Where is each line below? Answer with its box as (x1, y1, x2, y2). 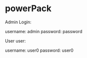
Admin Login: (5, 19, 31, 25)
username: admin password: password (5, 28, 83, 34)
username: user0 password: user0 (5, 47, 74, 53)
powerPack (5, 3, 52, 14)
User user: (5, 38, 26, 44)
